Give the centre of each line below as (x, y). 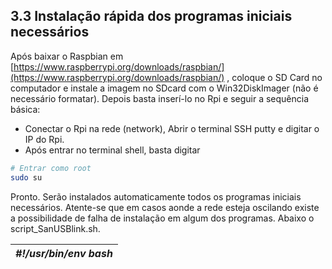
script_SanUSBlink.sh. (55, 228)
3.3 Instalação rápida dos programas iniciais (151, 16)
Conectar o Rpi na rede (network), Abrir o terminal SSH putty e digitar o (172, 128)
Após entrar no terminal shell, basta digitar (112, 150)
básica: (25, 109)
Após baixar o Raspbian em (67, 56)
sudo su (26, 177)
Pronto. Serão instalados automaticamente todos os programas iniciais (156, 196)
